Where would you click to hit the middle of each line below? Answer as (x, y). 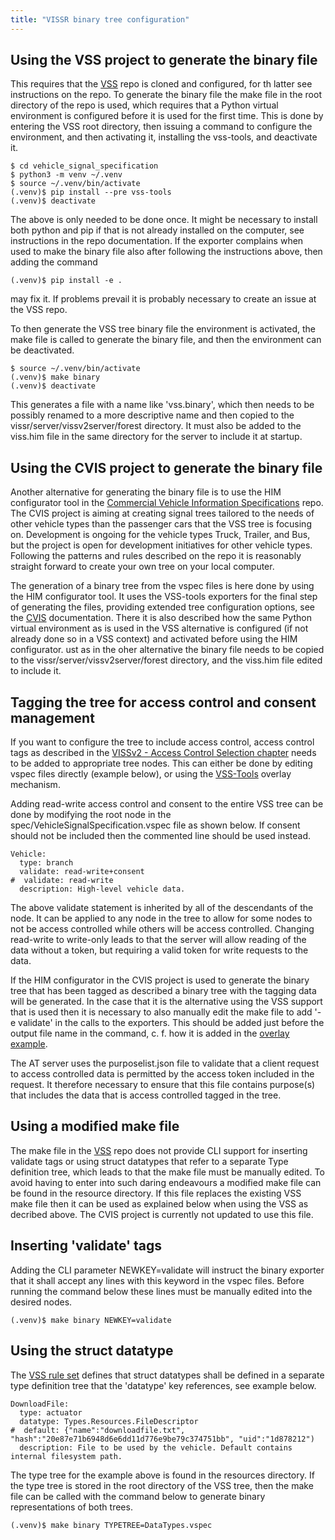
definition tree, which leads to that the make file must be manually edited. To (167, 1172)
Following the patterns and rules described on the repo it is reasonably (156, 556)
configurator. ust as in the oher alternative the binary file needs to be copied (167, 650)
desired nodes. (41, 1302)
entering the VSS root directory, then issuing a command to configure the (161, 127)
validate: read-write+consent (82, 872)
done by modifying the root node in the (91, 815)
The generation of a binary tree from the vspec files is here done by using (162, 586)
